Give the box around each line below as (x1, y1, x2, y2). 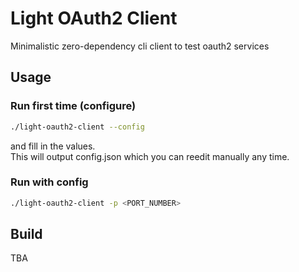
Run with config (10, 175, 89, 189)
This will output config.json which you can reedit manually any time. (10, 150, 290, 162)
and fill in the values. (10, 140, 96, 152)
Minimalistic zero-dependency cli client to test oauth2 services (10, 40, 270, 52)
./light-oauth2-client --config (10, 122, 145, 132)
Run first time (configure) (10, 99, 137, 113)
